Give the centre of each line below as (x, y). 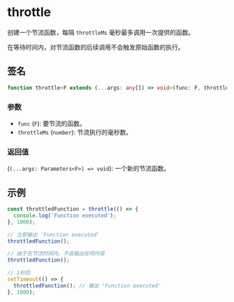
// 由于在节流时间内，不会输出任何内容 (56, 254)
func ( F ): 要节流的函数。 (51, 123)
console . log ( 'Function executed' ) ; (65, 216)
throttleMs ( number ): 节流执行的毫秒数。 (75, 132)
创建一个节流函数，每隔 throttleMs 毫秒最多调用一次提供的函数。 (101, 32)
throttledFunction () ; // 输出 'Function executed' (87, 286)
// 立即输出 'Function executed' (54, 234)
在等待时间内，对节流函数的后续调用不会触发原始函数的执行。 (96, 47)
